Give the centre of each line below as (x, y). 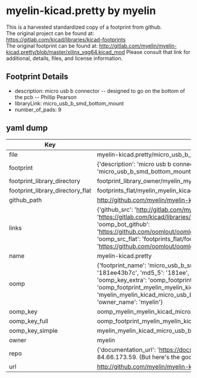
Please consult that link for (158, 52)
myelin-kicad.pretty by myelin (81, 11)
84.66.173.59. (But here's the (138, 357)
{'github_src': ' (116, 210)
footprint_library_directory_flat (50, 190)
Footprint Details (37, 77)
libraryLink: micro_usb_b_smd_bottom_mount (69, 103)
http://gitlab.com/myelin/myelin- (138, 46)
